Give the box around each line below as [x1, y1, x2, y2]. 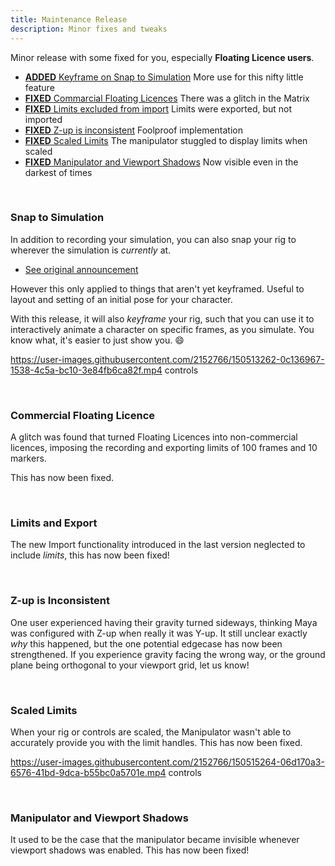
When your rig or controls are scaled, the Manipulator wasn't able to [10, 726, 292, 738]
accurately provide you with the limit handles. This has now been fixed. [10, 736, 303, 748]
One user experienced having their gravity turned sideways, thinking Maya [10, 616, 318, 628]
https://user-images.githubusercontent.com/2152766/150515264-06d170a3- [10, 756, 325, 768]
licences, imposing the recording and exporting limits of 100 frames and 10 [10, 442, 318, 454]
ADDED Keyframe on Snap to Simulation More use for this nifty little [24, 71, 304, 83]
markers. [10, 452, 47, 465]
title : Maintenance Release [10, 14, 128, 25]
